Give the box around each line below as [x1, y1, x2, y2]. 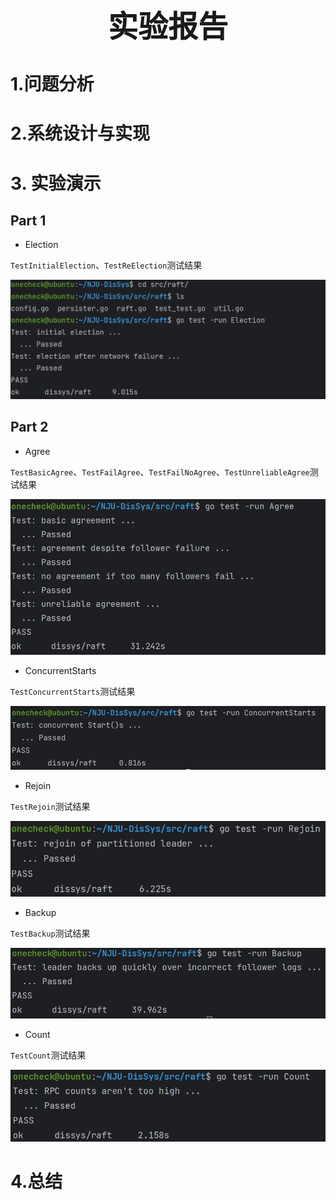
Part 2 [10, 419, 49, 436]
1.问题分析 [10, 73, 95, 96]
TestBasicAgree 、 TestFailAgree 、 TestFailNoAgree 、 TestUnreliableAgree [10, 466, 310, 478]
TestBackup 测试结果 [10, 927, 91, 940]
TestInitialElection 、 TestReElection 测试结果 [10, 259, 203, 271]
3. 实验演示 [10, 172, 102, 195]
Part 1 [10, 212, 47, 229]
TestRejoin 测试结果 [10, 801, 91, 813]
